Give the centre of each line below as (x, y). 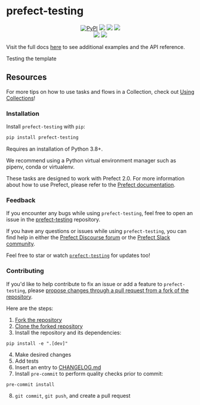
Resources (27, 77)
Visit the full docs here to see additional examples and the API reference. (96, 47)
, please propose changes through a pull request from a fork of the (107, 290)
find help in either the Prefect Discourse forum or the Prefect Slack (88, 238)
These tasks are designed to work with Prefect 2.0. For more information (96, 178)
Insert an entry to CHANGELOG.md (58, 367)
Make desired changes (43, 354)
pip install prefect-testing (42, 138)
